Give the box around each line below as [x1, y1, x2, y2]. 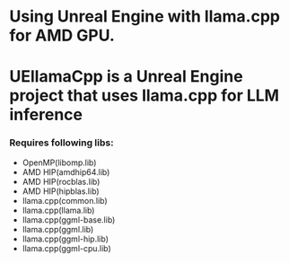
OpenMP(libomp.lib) [22, 157, 97, 168]
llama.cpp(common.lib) [22, 195, 108, 206]
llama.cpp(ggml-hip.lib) [22, 233, 109, 244]
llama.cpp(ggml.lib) [22, 224, 94, 234]
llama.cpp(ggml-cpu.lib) [22, 242, 112, 253]
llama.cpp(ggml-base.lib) [22, 214, 116, 225]
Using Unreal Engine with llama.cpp [9, 6, 281, 27]
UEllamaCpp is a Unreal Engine [9, 66, 244, 87]
